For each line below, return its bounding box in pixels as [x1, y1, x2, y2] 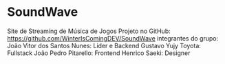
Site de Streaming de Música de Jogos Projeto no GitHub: [7, 27, 171, 35]
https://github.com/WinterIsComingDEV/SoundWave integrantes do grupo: [7, 34, 219, 42]
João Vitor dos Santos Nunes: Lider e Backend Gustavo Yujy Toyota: [7, 41, 202, 50]
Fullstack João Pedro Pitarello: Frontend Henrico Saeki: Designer [7, 49, 191, 57]
